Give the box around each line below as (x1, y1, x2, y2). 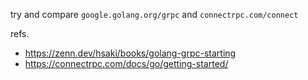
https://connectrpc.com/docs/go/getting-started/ (24, 58, 229, 69)
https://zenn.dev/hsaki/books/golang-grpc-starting (24, 47, 237, 59)
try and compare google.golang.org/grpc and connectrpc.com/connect (10, 9, 299, 20)
